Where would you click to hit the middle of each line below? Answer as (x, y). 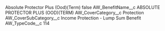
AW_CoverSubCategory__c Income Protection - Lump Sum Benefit (73, 18)
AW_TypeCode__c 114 (27, 23)
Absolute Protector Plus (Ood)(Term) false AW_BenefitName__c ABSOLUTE (83, 7)
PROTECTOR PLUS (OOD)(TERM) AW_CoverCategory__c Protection (74, 12)
